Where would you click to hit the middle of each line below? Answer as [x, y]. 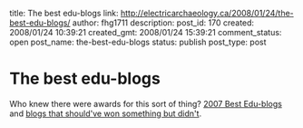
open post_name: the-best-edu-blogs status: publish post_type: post [138, 42]
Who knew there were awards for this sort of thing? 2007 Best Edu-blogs [146, 103]
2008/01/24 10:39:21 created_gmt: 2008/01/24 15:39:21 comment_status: [146, 32]
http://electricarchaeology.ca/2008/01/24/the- [208, 13]
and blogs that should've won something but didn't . [106, 113]
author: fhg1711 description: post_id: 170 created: [163, 23]
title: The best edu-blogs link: [64, 13]
